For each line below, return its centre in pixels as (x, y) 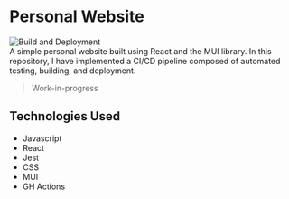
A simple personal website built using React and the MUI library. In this (141, 51)
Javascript (42, 138)
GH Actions (44, 186)
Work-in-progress (65, 88)
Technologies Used (65, 116)
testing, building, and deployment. (73, 71)
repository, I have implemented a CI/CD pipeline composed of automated (145, 61)
